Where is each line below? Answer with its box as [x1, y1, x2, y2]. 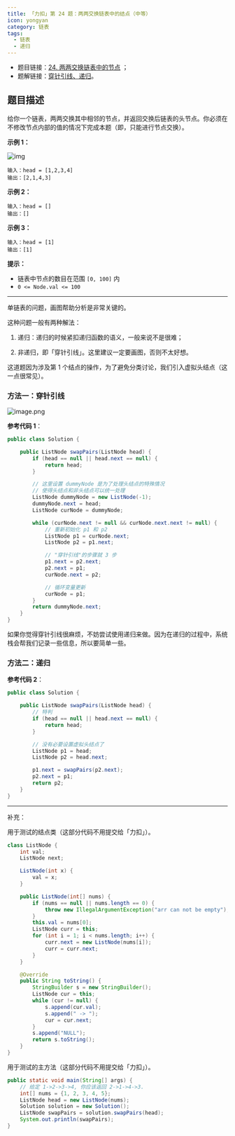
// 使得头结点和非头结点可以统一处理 [32, 487, 126, 495]
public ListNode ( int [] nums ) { [20, 893, 111, 900]
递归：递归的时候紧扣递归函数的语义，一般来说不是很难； [17, 333, 183, 341]
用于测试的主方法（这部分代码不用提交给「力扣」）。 [7, 1062, 155, 1071]
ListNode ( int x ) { [20, 867, 73, 874]
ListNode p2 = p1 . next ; [44, 539, 114, 546]
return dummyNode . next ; [32, 603, 101, 610]
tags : [7, 29, 23, 37]
